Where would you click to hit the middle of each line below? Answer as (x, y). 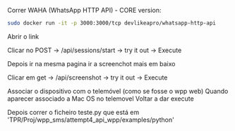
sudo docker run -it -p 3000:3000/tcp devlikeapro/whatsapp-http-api (112, 23)
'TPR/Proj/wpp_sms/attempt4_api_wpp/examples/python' (91, 120)
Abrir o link (23, 36)
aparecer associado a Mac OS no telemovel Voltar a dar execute (101, 99)
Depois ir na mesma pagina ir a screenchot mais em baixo (91, 63)
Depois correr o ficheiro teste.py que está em (73, 112)
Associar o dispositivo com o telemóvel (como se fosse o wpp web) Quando (118, 91)
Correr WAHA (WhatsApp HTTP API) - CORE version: (84, 10)
